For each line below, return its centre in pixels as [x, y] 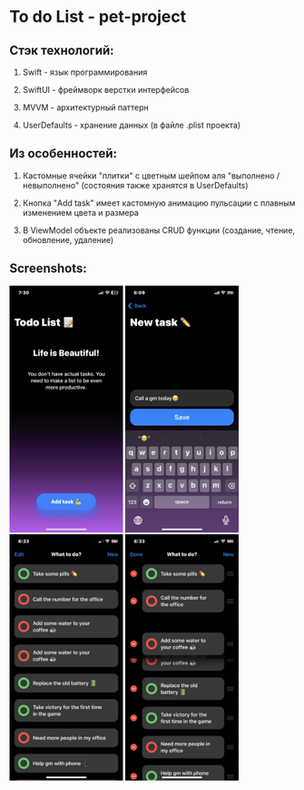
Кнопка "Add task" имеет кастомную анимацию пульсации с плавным [159, 203]
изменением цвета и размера [80, 212]
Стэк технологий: [62, 51]
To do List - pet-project [98, 17]
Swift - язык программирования [85, 72]
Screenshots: [49, 269]
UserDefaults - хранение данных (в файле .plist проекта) [132, 125]
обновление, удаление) [68, 239]
